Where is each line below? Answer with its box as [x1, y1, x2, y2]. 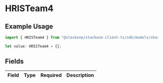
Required [40, 71, 62, 78]
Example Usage [5, 22, 53, 31]
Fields [5, 57, 24, 66]
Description [66, 71, 95, 78]
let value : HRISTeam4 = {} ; [5, 44, 62, 49]
